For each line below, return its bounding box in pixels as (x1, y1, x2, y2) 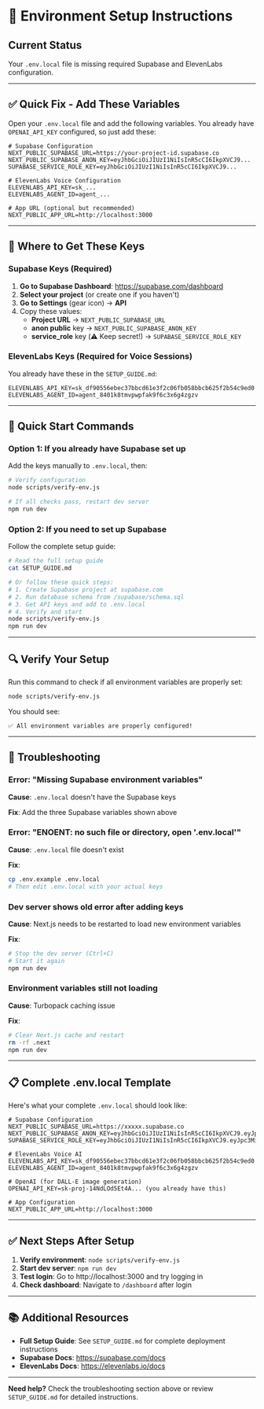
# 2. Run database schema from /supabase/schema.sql (8, 593, 185, 601)
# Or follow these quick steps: (8, 578, 114, 587)
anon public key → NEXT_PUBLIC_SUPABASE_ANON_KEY (31, 323, 197, 333)
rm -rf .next (8, 1038, 51, 1046)
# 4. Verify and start (8, 607, 82, 616)
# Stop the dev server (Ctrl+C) (8, 950, 114, 957)
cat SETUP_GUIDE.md (8, 564, 72, 573)
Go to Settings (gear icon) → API (19, 298, 127, 308)
